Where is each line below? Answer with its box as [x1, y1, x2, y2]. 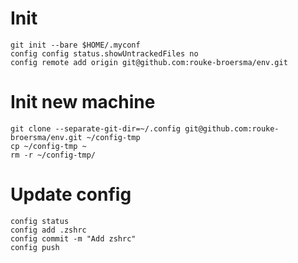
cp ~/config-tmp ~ [10, 141, 87, 151]
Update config [10, 183, 132, 206]
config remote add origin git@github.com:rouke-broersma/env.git [10, 57, 288, 67]
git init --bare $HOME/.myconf [10, 40, 141, 50]
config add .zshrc [10, 225, 87, 235]
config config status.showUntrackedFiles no [10, 48, 199, 59]
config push [10, 242, 60, 252]
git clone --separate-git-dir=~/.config [10, 123, 182, 134]
